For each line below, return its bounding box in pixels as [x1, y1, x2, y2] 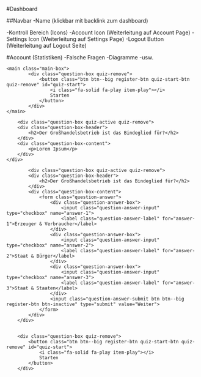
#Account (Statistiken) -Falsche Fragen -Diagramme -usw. [6, 54, 154, 61]
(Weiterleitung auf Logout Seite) [6, 42, 87, 49]
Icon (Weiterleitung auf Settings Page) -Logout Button [28, 35, 164, 42]
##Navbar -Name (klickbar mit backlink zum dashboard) [6, 17, 148, 24]
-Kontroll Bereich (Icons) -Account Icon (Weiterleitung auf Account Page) [6, 29, 191, 36]
